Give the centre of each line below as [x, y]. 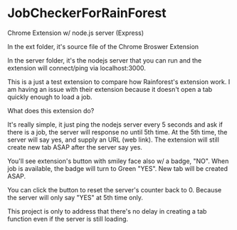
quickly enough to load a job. [50, 97]
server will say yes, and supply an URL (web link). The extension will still [113, 140]
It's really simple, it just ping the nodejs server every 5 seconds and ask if [115, 124]
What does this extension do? [51, 110]
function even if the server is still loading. [68, 219]
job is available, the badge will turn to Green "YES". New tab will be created [118, 168]
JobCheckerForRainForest [87, 13]
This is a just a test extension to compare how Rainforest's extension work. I [119, 82]
